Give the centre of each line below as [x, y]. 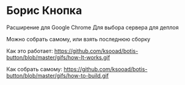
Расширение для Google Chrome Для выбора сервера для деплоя [92, 27]
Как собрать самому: [34, 69]
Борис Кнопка [44, 11]
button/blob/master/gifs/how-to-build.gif [57, 75]
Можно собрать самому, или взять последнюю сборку [78, 39]
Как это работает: [30, 51]
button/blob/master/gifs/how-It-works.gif [58, 57]
